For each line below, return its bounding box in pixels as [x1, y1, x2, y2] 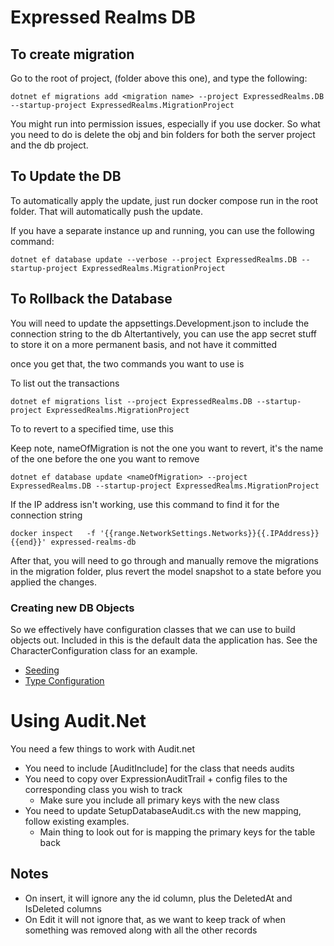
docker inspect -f [10, 528, 97, 538]
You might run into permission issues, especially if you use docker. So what [10, 118, 321, 130]
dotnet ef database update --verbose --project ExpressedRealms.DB [10, 254, 298, 265]
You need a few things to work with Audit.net [10, 742, 196, 755]
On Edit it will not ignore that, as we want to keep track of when [24, 913, 286, 925]
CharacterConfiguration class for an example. [10, 644, 198, 656]
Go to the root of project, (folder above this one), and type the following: [10, 72, 308, 84]
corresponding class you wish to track [24, 783, 183, 795]
